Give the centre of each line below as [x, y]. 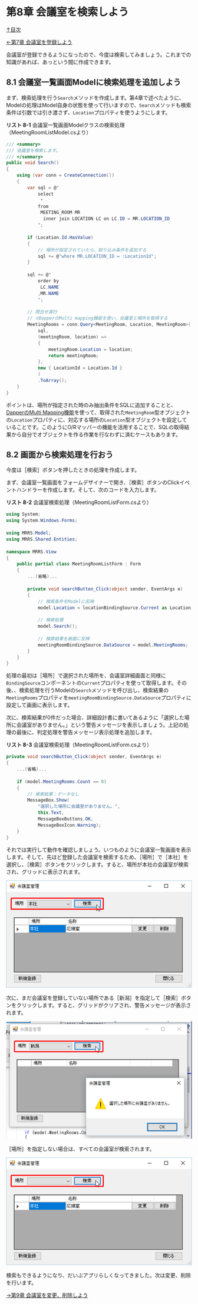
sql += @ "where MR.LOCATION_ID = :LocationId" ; [97, 256]
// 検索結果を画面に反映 [64, 638]
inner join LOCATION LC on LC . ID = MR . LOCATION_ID [106, 219]
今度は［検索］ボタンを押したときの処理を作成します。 [73, 470]
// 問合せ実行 [42, 312]
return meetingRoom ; [73, 355]
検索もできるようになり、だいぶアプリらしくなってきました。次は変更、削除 [99, 1275]
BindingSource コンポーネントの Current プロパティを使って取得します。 [91, 683]
